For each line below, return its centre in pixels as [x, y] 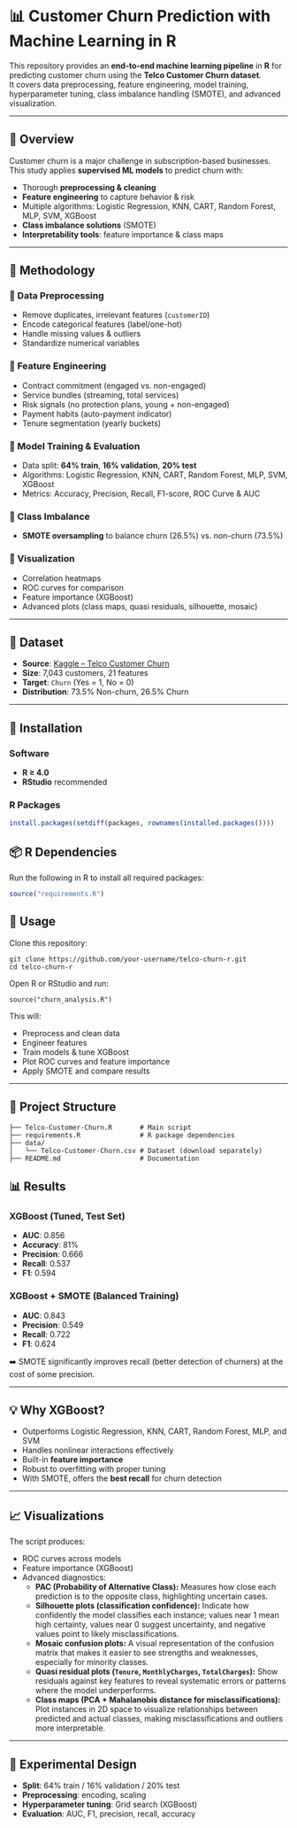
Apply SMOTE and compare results [86, 1071]
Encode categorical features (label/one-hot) [102, 324]
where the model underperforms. [95, 1691]
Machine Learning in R [93, 41]
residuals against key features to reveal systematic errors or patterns [160, 1681]
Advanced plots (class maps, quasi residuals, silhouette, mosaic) [140, 606]
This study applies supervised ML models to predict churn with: [126, 170]
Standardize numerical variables [80, 343]
